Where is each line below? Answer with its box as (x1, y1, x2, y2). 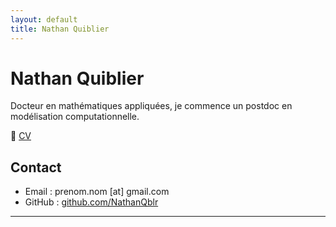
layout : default (10, 14, 78, 25)
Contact (10, 159, 62, 176)
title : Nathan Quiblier (10, 24, 110, 34)
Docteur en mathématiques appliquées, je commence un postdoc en (10, 100, 293, 112)
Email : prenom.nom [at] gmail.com (24, 186, 170, 198)
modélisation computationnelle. (10, 111, 140, 123)
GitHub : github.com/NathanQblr (24, 196, 159, 208)
